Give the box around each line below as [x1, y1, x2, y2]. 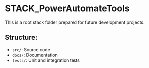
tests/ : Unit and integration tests [12, 57, 80, 63]
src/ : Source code [12, 46, 51, 52]
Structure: [5, 34, 38, 42]
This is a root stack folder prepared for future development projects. [5, 19, 145, 25]
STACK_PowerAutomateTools [5, 3, 130, 14]
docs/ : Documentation [12, 52, 58, 58]
